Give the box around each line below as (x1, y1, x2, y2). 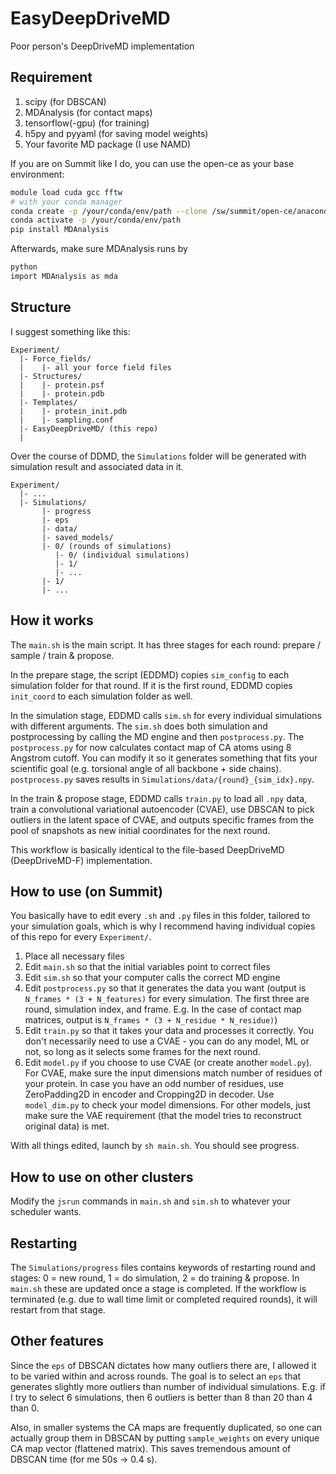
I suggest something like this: (10, 325, 131, 337)
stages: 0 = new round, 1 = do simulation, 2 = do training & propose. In (10, 1272, 300, 1284)
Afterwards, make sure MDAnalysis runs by (10, 243, 188, 255)
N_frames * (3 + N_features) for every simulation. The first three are (24, 993, 310, 1005)
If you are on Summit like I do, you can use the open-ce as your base (10, 157, 295, 169)
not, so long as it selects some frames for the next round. (24, 1046, 261, 1058)
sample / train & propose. (10, 649, 115, 661)
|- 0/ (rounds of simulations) (41, 541, 172, 551)
